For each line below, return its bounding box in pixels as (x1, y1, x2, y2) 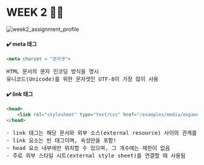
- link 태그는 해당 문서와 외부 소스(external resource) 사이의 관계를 (6, 129, 197, 136)
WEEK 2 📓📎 (6, 5, 64, 19)
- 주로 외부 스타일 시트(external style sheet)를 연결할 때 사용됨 (6, 152, 186, 159)
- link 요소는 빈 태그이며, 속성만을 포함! (6, 136, 117, 144)
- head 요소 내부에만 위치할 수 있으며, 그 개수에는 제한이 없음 (6, 144, 171, 151)
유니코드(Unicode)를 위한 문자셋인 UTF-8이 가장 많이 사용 (6, 76, 159, 82)
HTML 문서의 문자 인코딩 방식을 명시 (6, 68, 99, 75)
